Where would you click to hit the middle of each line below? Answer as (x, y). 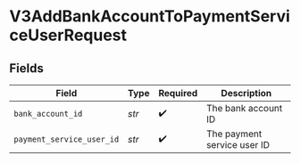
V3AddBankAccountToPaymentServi (150, 16)
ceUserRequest (68, 35)
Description (246, 93)
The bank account (245, 108)
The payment (234, 134)
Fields (27, 68)
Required (178, 93)
